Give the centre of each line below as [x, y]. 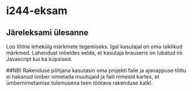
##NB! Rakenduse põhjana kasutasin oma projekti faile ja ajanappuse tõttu [96, 70]
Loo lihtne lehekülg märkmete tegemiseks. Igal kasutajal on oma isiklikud [94, 46]
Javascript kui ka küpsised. [39, 59]
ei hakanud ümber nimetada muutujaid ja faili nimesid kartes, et [83, 77]
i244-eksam [37, 11]
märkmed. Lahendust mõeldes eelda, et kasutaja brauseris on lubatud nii [94, 53]
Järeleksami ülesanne [47, 33]
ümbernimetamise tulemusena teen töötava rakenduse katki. [80, 83]
